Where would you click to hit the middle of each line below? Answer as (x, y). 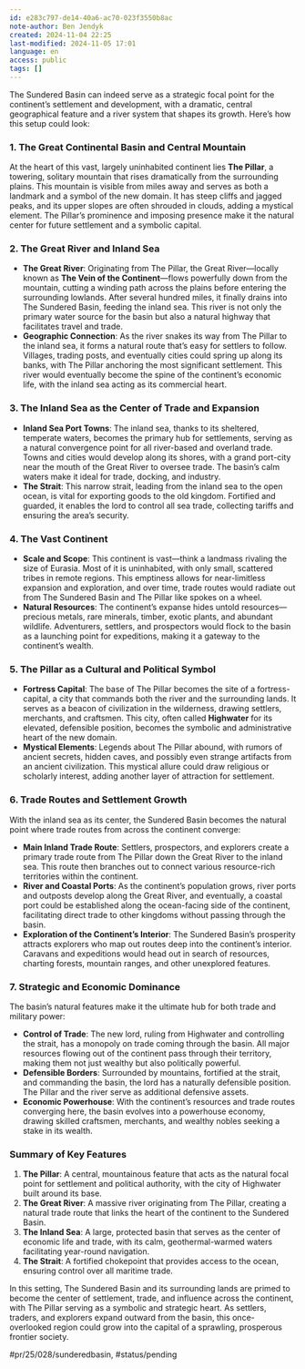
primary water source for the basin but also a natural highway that (147, 317)
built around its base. (62, 1193)
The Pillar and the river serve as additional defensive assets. (135, 1092)
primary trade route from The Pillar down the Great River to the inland (152, 856)
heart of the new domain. (70, 738)
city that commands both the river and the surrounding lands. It (178, 699)
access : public (38, 60)
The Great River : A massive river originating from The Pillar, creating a (154, 1203)
